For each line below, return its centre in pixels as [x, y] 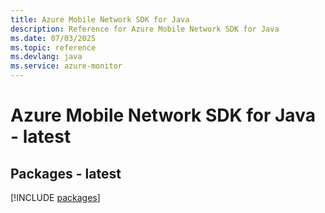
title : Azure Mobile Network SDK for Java [100, 19]
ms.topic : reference [53, 47]
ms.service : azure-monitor [66, 66]
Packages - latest [66, 173]
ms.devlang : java [46, 57]
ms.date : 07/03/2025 [53, 38]
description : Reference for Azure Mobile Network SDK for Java [145, 29]
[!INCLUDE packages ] [55, 197]
